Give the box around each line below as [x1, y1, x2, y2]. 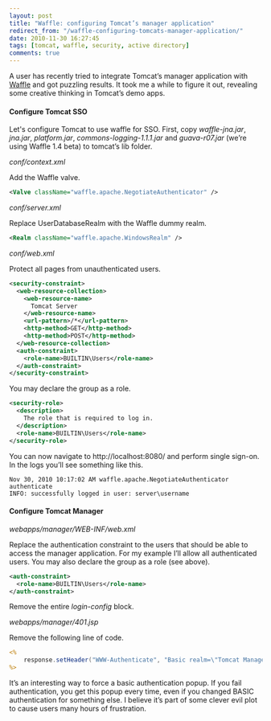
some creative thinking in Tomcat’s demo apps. [9, 88, 166, 97]
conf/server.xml [9, 203, 61, 213]
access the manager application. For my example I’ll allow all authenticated [9, 548, 257, 558]
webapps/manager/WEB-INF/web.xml [9, 524, 136, 534]
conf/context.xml [9, 158, 66, 167]
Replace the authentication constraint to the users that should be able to [9, 539, 248, 549]
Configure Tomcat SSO [9, 106, 88, 117]
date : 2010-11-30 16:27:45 [9, 34, 100, 43]
